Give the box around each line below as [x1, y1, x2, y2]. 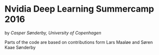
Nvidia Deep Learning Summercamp [4, 3, 154, 15]
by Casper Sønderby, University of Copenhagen [4, 30, 101, 36]
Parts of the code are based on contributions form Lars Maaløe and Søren [4, 39, 153, 45]
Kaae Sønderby [4, 44, 36, 50]
